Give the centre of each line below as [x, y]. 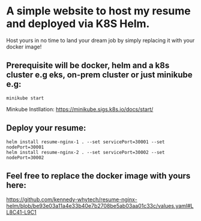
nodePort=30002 [25, 158]
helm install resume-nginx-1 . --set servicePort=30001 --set [85, 142]
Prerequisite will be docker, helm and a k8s [88, 66]
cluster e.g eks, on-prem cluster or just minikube [100, 75]
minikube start [25, 98]
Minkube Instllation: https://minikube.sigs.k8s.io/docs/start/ [80, 109]
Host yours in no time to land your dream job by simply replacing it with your [100, 40]
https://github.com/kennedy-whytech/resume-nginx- [72, 199]
